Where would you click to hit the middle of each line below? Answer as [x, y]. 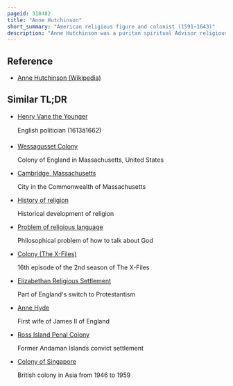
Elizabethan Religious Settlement [64, 280]
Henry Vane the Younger [52, 116]
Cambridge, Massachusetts [57, 173]
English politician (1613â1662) [59, 130]
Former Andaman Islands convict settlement [80, 348]
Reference [30, 61]
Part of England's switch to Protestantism [76, 294]
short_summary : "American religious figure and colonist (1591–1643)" [111, 26]
